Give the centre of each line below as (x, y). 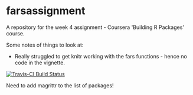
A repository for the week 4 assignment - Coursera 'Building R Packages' (95, 27)
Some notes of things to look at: (45, 45)
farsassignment (46, 11)
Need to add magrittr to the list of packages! (60, 85)
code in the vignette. (40, 63)
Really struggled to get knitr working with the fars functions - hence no (101, 56)
